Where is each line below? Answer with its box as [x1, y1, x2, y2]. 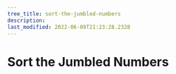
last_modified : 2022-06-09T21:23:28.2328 [7, 23, 131, 30]
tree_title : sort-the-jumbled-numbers [7, 10, 121, 18]
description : [7, 17, 46, 24]
